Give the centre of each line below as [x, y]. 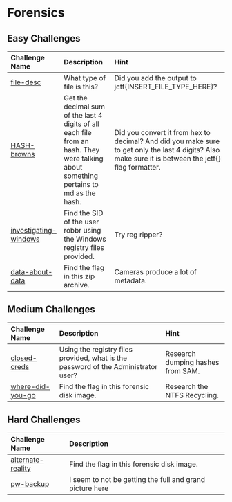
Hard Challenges [44, 420]
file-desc [26, 82]
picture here [89, 488]
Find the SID [84, 213]
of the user [81, 222]
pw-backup [30, 484]
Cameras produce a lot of [155, 272]
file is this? [81, 87]
